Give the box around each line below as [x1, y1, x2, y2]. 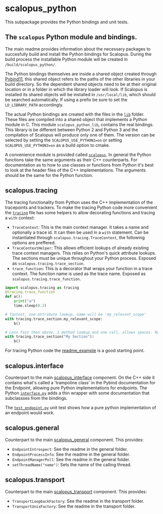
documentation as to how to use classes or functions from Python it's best [5, 162, 154, 168]
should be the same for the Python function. [5, 172, 93, 178]
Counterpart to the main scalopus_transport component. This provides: [5, 489, 147, 495]
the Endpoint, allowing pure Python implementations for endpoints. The [5, 385, 147, 391]
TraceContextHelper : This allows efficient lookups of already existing [12, 245, 149, 251]
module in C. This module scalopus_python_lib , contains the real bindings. [5, 121, 154, 127]
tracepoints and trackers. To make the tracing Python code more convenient [5, 205, 158, 210]
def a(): [5, 294, 23, 299]
